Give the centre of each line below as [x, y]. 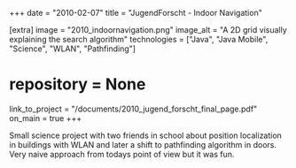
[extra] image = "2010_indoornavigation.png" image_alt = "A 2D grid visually [148, 30]
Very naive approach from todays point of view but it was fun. [122, 154]
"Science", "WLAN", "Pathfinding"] [72, 49]
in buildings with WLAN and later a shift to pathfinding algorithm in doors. [143, 144]
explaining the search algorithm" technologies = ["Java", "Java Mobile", [139, 39]
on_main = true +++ [46, 118]
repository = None [78, 84]
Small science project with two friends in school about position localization [145, 135]
